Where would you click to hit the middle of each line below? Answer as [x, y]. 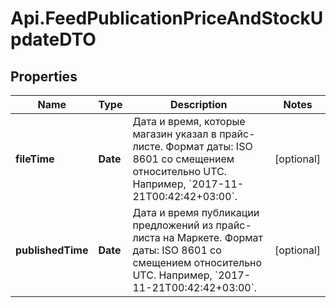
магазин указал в [174, 134]
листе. [148, 146]
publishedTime [52, 250]
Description [199, 104]
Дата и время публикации [196, 212]
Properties [44, 76]
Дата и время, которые [189, 121]
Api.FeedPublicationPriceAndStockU [167, 18]
